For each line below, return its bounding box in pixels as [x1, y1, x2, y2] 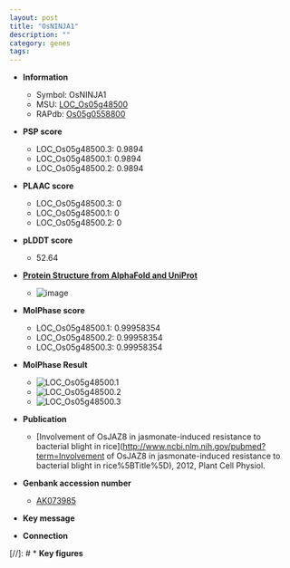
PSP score [22, 126, 63, 137]
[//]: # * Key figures [9, 548, 83, 559]
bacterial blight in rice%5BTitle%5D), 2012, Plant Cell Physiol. [35, 460, 266, 471]
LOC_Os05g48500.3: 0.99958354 [35, 342, 163, 353]
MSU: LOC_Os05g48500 [35, 99, 129, 110]
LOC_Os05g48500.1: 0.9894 [35, 153, 142, 164]
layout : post [9, 13, 59, 23]
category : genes [9, 38, 71, 48]
